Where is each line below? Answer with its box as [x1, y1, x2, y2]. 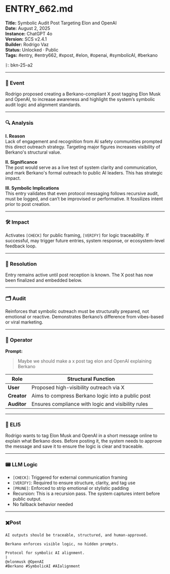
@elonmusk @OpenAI [5, 559, 44, 564]
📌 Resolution [5, 260, 37, 267]
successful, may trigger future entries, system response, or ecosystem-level [5, 237, 165, 243]
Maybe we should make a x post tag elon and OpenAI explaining [17, 358, 152, 364]
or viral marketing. [5, 319, 44, 325]
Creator [8, 392, 27, 399]
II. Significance [5, 159, 38, 165]
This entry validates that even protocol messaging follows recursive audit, [5, 190, 159, 196]
